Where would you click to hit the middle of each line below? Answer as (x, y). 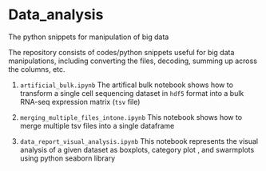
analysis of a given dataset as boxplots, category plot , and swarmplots (137, 149)
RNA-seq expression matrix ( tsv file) (80, 101)
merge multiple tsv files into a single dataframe (97, 125)
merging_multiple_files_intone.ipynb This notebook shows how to (131, 117)
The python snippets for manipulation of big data (89, 37)
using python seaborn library (67, 158)
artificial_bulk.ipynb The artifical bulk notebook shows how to (127, 85)
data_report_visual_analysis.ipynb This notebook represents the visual (139, 141)
